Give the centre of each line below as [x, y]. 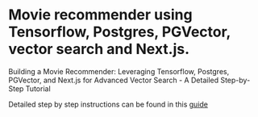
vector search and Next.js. [99, 49]
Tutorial [38, 88]
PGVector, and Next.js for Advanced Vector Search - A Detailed [114, 80]
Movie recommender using [100, 15]
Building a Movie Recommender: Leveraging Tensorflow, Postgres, [119, 71]
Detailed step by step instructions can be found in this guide [108, 104]
